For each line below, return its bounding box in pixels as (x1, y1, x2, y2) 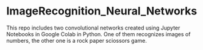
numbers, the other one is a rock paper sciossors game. (6, 37, 148, 44)
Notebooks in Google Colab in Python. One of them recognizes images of (6, 30, 191, 37)
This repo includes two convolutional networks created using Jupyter (6, 24, 180, 31)
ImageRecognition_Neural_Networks (6, 4, 198, 18)
